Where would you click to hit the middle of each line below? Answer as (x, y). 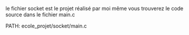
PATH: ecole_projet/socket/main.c (46, 26)
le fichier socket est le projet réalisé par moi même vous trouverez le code (94, 8)
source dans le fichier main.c (40, 15)
